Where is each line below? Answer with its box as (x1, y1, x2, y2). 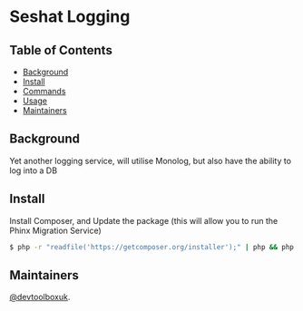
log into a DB (9, 165, 57, 176)
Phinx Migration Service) (9, 225, 102, 236)
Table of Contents (9, 43, 113, 58)
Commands (22, 86, 66, 96)
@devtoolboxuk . (9, 292, 71, 303)
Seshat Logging (9, 6, 131, 27)
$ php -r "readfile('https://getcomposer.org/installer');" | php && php (9, 242, 295, 251)
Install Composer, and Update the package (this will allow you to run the (9, 215, 279, 226)
